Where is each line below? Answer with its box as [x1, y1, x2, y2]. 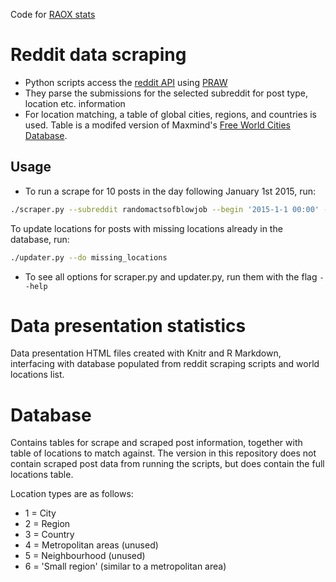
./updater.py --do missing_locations [10, 252, 168, 263]
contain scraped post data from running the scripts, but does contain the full [10, 458, 325, 470]
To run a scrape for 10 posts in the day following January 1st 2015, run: [24, 185, 317, 197]
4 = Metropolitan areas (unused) [24, 539, 159, 551]
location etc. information [24, 97, 126, 109]
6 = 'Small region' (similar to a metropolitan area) [24, 560, 227, 573]
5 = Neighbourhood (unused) [24, 550, 146, 562]
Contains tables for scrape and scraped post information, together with [10, 437, 303, 449]
